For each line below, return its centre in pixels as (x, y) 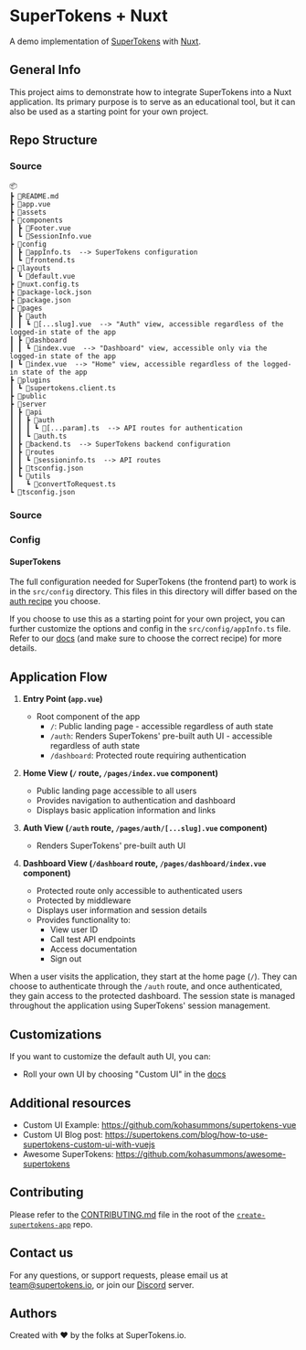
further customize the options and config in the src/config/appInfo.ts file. (150, 629)
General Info (45, 70)
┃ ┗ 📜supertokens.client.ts (63, 388)
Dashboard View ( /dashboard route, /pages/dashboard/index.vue (144, 864)
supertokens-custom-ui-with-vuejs (89, 1144)
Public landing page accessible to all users (116, 791)
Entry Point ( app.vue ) (63, 699)
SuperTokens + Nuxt (89, 16)
